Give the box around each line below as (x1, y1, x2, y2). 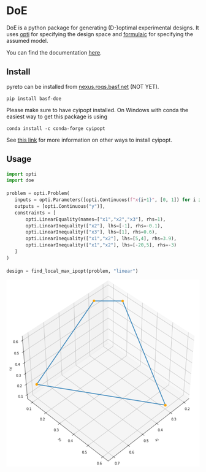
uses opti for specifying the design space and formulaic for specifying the (6, 30, 194, 37)
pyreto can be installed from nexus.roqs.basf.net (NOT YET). (6, 83, 159, 90)
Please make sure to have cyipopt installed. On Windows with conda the (6, 106, 189, 113)
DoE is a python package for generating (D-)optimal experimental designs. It (6, 24, 199, 31)
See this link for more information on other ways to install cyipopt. (6, 136, 173, 143)
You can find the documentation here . (6, 48, 102, 56)
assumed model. (6, 37, 48, 44)
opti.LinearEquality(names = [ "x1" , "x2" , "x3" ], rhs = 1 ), (25, 216, 166, 223)
